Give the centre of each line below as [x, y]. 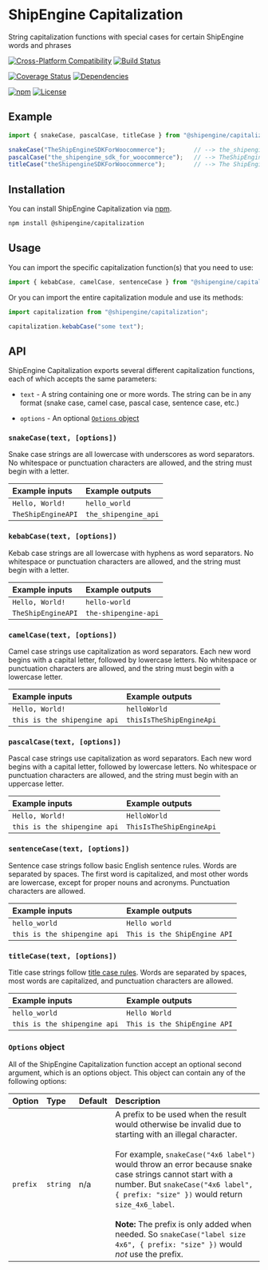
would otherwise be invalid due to [178, 1125]
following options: [37, 1081]
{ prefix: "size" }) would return [179, 1194]
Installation [37, 189]
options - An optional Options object [79, 419]
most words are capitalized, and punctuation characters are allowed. [121, 981]
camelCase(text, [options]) [63, 635]
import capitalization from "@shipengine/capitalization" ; [108, 312]
